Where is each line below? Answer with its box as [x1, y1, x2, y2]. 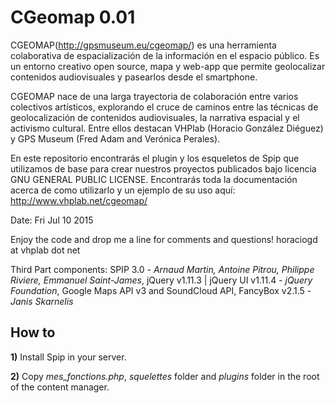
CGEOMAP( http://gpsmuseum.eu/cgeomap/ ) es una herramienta [10, 39, 277, 51]
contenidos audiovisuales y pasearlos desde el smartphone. [10, 71, 258, 83]
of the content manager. [10, 381, 110, 393]
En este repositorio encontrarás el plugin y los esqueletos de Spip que [10, 152, 300, 164]
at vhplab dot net [10, 244, 81, 256]
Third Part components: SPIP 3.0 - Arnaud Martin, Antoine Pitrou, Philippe [10, 263, 315, 275]
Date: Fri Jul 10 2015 [10, 214, 94, 226]
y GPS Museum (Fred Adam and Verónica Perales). [10, 132, 221, 145]
